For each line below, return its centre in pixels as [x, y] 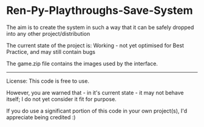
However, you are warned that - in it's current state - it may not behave [95, 93]
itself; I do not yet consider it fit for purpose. [61, 99]
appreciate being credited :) [41, 117]
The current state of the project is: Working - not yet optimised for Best [95, 45]
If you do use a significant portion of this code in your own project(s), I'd [97, 111]
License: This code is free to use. [48, 81]
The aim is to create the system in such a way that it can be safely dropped [100, 27]
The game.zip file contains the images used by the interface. [82, 63]
